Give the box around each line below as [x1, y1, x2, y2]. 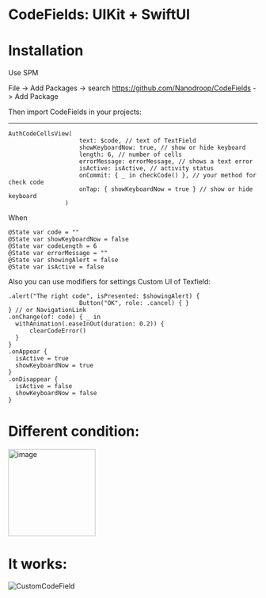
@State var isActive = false [8, 263, 104, 271]
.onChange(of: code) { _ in [8, 313, 101, 322]
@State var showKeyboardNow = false [8, 235, 129, 243]
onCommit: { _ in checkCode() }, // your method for [78, 172, 257, 180]
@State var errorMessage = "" [8, 249, 108, 257]
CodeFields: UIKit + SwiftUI [8, 6, 190, 24]
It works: [8, 555, 67, 573]
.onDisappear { [8, 375, 59, 383]
